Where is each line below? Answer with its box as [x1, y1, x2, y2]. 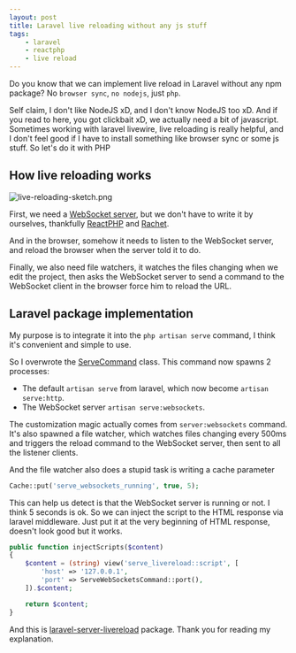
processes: [9, 365, 50, 376]
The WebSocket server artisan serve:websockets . [21, 402, 206, 412]
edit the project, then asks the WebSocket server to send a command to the [9, 271, 285, 281]
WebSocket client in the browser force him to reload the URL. [9, 280, 232, 291]
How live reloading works [9, 168, 152, 183]
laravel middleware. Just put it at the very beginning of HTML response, [9, 516, 271, 526]
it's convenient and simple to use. [9, 339, 132, 350]
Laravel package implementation [9, 306, 194, 321]
